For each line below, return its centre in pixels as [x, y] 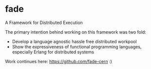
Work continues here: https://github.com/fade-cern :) [58, 61]
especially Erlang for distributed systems [53, 52]
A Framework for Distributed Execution [44, 23]
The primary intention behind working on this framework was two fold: [75, 32]
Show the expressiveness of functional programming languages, [77, 46]
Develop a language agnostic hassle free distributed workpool [75, 41]
